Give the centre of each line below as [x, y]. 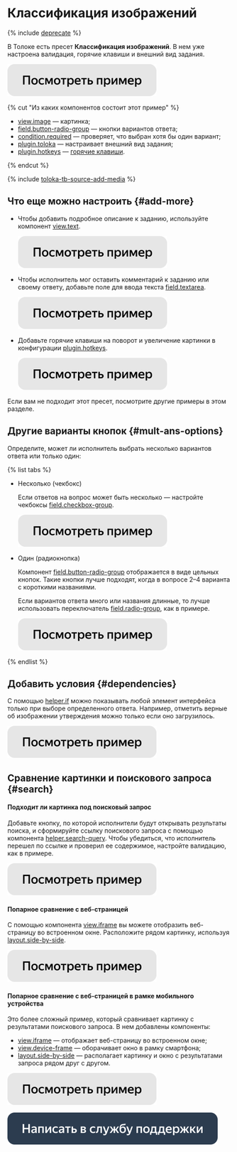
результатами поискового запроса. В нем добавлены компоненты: [109, 1027]
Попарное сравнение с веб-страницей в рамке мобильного [101, 996]
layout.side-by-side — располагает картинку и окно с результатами [120, 1056]
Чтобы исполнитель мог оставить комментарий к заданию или [113, 279]
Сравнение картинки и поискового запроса [109, 778]
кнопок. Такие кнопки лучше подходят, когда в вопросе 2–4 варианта [124, 579]
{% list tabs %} [29, 469]
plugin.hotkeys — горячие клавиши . [71, 151]
